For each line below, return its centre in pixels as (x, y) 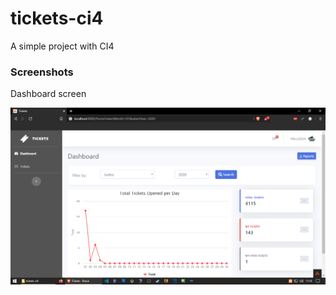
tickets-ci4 (57, 18)
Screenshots (42, 72)
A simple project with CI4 (62, 46)
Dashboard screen (48, 94)
